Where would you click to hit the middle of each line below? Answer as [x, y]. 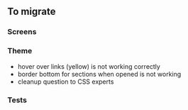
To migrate [32, 12]
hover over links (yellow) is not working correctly [89, 66]
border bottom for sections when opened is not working [99, 74]
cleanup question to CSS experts [66, 82]
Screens [22, 32]
